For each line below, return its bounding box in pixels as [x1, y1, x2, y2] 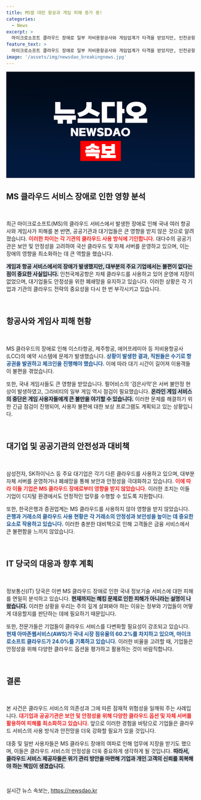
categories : [6, 16, 36, 22]
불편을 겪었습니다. [12, 367, 54, 375]
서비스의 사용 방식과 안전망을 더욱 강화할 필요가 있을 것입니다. [12, 727, 157, 735]
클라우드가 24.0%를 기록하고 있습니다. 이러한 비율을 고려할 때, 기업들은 [26, 637, 193, 645]
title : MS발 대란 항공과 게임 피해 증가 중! [6, 10, 103, 16]
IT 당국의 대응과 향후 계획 [6, 559, 94, 569]
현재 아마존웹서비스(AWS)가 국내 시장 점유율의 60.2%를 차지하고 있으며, [6, 630, 175, 637]
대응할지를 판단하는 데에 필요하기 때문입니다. [12, 610, 117, 617]
